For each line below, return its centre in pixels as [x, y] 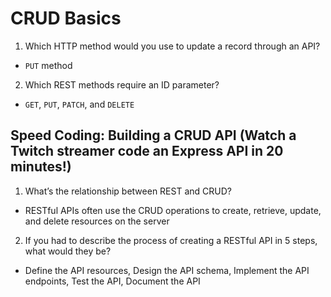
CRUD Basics [66, 18]
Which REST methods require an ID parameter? [122, 84]
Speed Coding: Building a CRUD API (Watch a [153, 135]
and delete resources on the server [97, 221]
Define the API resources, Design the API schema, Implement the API [167, 270]
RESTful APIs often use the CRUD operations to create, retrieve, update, [173, 210]
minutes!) [41, 167]
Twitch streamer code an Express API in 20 [147, 151]
